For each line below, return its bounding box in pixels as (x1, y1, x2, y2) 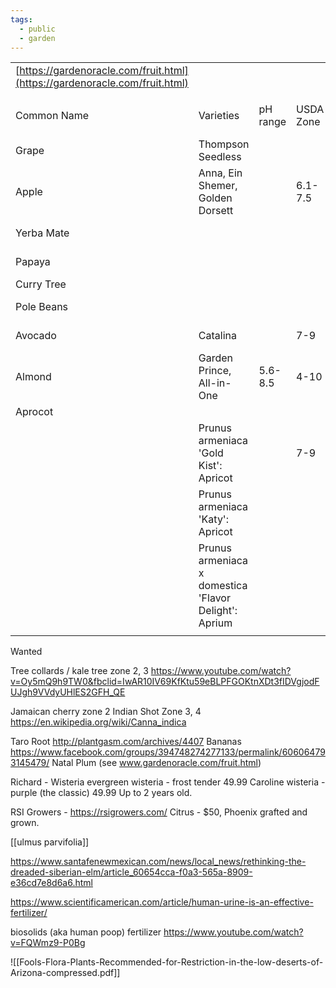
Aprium (198, 616, 233, 630)
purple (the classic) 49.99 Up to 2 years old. (10, 787, 193, 799)
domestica (198, 579, 248, 593)
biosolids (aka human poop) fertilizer (10, 926, 162, 938)
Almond (15, 370, 52, 384)
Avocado (15, 329, 57, 343)
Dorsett (198, 204, 234, 218)
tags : (10, 14, 33, 25)
